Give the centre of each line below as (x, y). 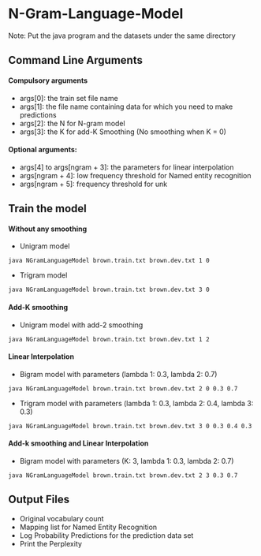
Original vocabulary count (62, 518)
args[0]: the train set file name (69, 98)
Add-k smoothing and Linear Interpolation (78, 443)
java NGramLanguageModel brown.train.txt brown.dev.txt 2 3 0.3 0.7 (123, 475)
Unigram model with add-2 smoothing (81, 325)
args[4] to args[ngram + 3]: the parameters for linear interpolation (127, 167)
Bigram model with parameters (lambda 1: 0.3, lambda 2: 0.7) (118, 374)
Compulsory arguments (48, 80)
